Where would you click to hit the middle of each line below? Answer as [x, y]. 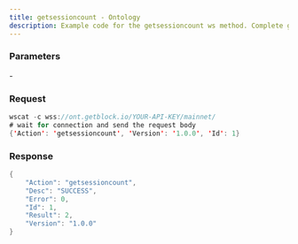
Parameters [35, 57]
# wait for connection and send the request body [103, 125]
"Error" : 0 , [47, 199]
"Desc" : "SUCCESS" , [61, 191]
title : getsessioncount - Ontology [75, 17]
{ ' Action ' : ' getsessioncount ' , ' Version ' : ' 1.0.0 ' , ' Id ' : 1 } [125, 133]
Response [31, 156]
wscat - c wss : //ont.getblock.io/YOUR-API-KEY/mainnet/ [113, 117]
